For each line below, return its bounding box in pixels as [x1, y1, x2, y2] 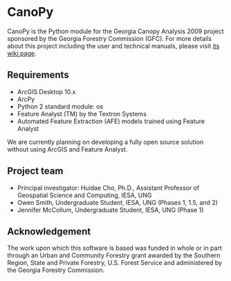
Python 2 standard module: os [17, 102, 104, 111]
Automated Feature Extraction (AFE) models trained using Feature [17, 117, 205, 125]
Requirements [7, 69, 69, 81]
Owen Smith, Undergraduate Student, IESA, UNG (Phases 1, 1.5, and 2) [17, 198, 218, 206]
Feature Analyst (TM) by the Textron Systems [17, 109, 147, 118]
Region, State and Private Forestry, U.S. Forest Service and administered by [7, 259, 223, 267]
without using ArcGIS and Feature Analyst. [7, 145, 128, 153]
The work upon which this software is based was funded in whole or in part [7, 244, 223, 253]
